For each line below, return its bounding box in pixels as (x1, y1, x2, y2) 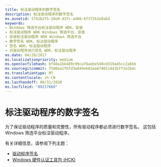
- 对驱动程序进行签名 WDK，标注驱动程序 (5, 48, 77, 53)
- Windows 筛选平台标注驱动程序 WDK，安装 (5, 25, 83, 30)
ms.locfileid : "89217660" (5, 84, 58, 89)
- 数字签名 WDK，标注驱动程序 (5, 39, 59, 44)
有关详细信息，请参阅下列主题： (5, 140, 69, 146)
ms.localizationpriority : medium (5, 57, 73, 62)
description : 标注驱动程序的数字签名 (5, 12, 74, 17)
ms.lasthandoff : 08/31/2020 (5, 80, 62, 84)
